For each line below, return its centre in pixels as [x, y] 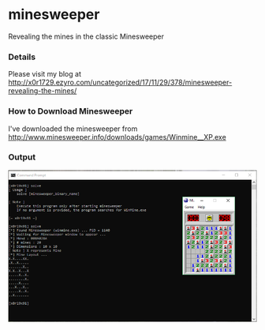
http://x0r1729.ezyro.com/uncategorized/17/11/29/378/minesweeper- [120, 82]
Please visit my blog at [45, 74]
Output [22, 157]
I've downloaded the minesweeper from [73, 129]
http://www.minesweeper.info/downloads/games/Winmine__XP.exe [117, 137]
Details [22, 57]
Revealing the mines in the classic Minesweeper [86, 36]
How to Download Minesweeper [71, 111]
